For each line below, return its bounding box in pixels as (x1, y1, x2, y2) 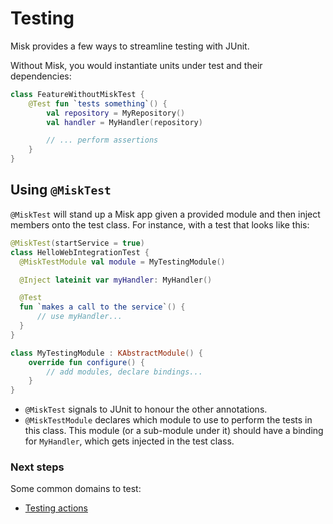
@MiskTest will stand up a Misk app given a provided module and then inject (10, 208, 321, 220)
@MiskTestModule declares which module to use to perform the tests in (24, 414, 313, 426)
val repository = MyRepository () (46, 108, 186, 118)
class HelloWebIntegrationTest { (10, 247, 150, 257)
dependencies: (10, 70, 72, 82)
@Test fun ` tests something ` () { (28, 98, 168, 109)
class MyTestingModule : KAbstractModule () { (10, 348, 203, 358)
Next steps (10, 460, 65, 474)
